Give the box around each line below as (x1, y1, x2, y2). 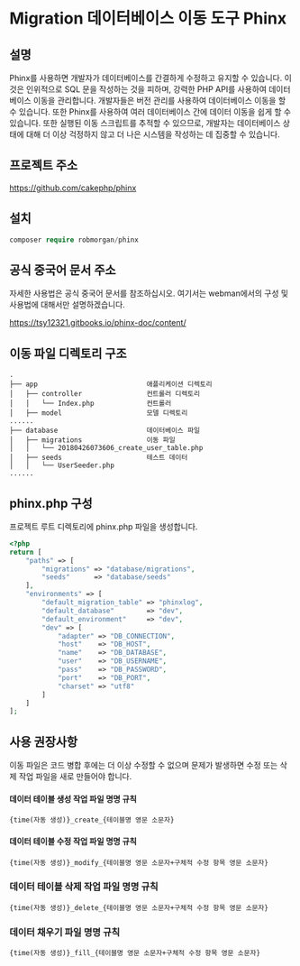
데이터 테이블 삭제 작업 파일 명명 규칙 (9, 880, 159, 893)
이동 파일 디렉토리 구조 (9, 345, 128, 361)
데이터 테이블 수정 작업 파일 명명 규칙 (9, 835, 137, 846)
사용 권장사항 (9, 734, 78, 750)
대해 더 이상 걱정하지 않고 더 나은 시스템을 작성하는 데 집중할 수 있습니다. (25, 129, 281, 140)
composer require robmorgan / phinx (9, 235, 140, 244)
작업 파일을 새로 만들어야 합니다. (18, 771, 132, 782)
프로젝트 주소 (9, 158, 78, 173)
